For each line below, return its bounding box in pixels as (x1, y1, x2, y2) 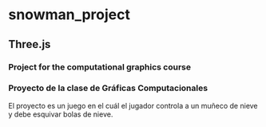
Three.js (8, 38, 51, 51)
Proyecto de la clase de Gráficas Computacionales (8, 82, 208, 93)
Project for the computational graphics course (8, 62, 192, 73)
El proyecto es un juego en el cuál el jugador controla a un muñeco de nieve (8, 101, 258, 110)
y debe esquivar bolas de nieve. (8, 109, 113, 119)
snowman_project (8, 6, 130, 24)
